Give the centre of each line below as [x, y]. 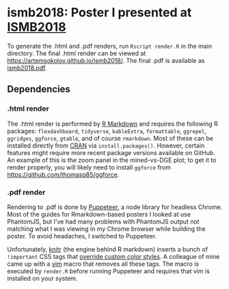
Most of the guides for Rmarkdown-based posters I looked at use [99, 214]
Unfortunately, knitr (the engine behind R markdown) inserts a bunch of [108, 249]
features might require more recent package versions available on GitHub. [111, 152]
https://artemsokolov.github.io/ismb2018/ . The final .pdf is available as [106, 60]
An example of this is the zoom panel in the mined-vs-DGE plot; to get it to [112, 160]
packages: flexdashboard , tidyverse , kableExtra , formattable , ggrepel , [107, 130]
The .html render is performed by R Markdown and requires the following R [112, 124]
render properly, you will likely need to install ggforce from [89, 167]
